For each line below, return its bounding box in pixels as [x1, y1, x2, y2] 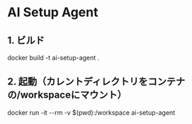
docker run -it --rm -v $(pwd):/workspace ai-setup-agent [7, 108, 176, 117]
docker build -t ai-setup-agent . [7, 54, 100, 62]
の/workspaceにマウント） [7, 89, 127, 101]
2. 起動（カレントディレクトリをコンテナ [7, 76, 186, 88]
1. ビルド [7, 34, 45, 46]
